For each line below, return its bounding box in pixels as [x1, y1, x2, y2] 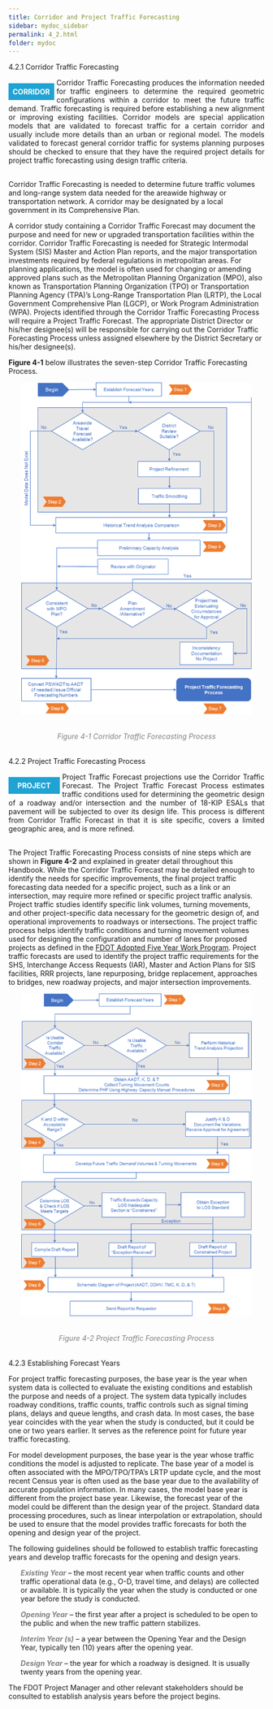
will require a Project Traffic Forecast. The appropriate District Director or [8, 316, 253, 326]
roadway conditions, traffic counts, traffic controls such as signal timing [8, 1400, 249, 1409]
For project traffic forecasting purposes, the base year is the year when [8, 1374, 248, 1383]
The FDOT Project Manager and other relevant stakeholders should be [8, 1683, 244, 1692]
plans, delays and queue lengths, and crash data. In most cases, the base [8, 1408, 254, 1418]
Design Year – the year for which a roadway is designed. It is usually [19, 1659, 250, 1668]
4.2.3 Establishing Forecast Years [8, 1358, 120, 1368]
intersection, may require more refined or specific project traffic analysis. [8, 891, 253, 900]
